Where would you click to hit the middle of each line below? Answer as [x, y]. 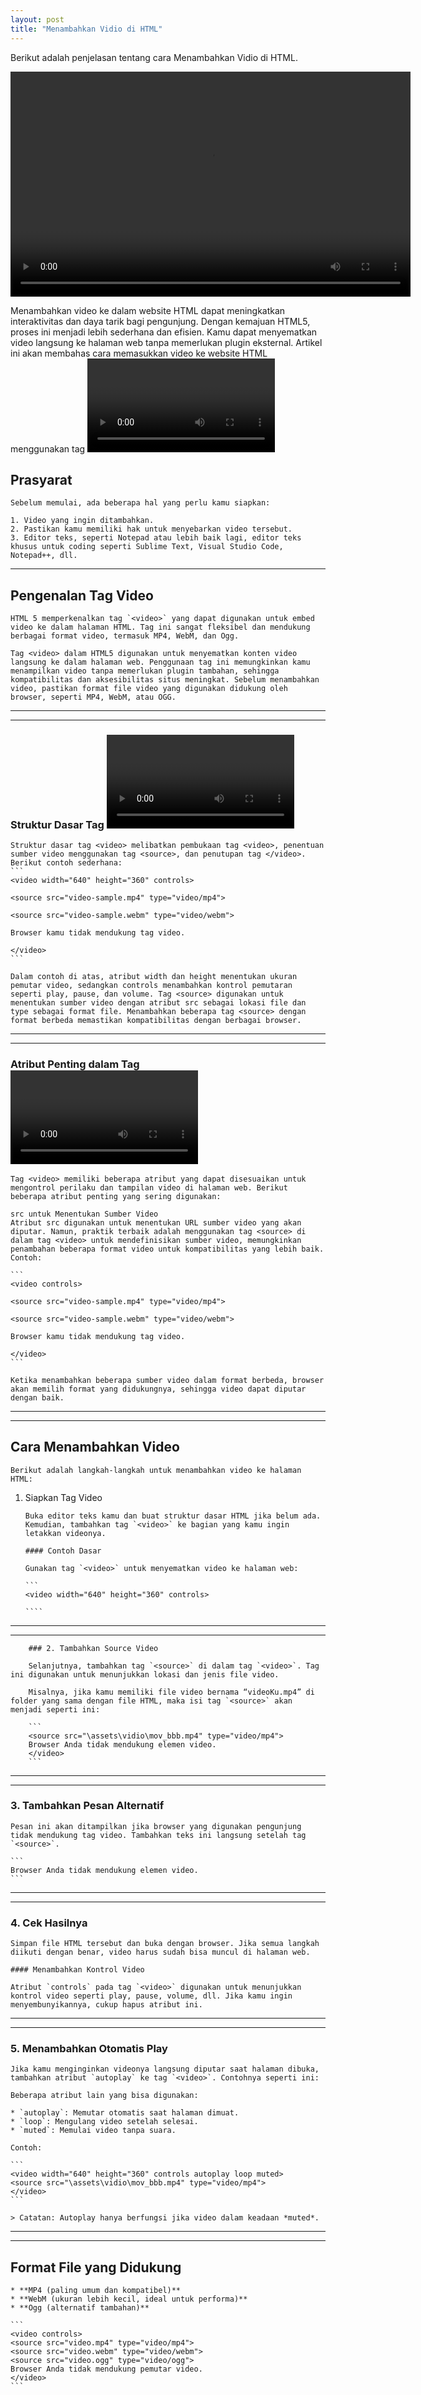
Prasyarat [41, 479]
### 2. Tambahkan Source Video [93, 1648]
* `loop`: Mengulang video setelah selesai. [104, 2122]
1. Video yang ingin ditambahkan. [82, 521]
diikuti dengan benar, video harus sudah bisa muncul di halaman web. [160, 1952]
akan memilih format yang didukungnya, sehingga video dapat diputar [158, 1389]
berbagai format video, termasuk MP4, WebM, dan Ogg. [125, 636]
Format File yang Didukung [96, 2267]
